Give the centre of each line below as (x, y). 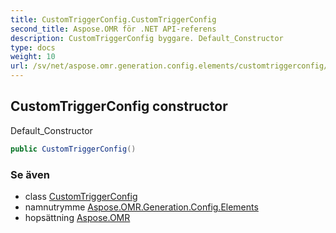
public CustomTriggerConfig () (73, 149)
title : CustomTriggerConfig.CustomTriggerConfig (113, 19)
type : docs (33, 47)
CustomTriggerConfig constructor (119, 106)
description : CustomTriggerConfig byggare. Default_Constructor (147, 38)
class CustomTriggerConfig (81, 196)
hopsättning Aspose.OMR (77, 217)
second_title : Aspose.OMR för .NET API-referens (113, 29)
